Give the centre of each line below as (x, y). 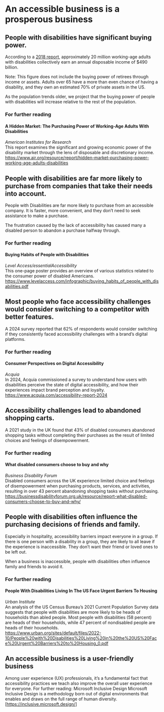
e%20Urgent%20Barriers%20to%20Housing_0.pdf (57, 643)
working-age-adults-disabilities (37, 163)
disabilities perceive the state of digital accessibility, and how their (72, 385)
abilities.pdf (17, 287)
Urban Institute (20, 601)
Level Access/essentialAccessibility (41, 266)
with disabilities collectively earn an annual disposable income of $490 (76, 62)
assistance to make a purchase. (37, 216)
